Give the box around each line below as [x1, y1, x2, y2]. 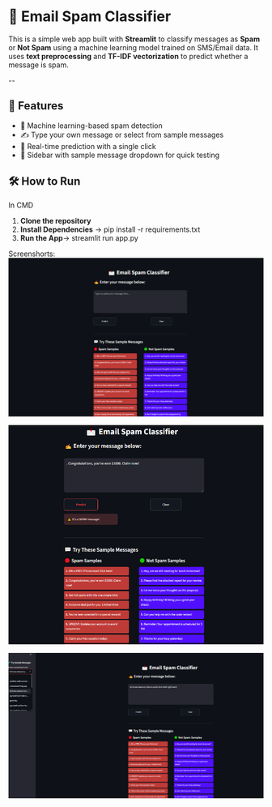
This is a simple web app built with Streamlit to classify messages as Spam [8, 34, 261, 44]
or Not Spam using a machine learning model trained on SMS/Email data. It [8, 42, 259, 52]
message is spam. [8, 60, 69, 70]
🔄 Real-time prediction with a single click [19, 141, 156, 151]
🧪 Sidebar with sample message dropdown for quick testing [19, 150, 220, 160]
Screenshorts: [8, 249, 56, 258]
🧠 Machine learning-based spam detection [19, 121, 164, 130]
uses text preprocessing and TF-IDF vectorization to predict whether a [8, 51, 249, 61]
